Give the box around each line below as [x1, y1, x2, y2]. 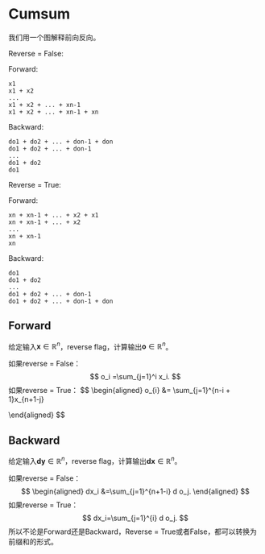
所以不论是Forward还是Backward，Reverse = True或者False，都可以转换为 [8, 527, 258, 536]
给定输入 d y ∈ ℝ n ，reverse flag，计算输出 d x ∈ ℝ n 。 [8, 455, 182, 465]
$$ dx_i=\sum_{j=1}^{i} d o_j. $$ [81, 513, 189, 523]
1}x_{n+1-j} [8, 395, 44, 404]
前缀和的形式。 [8, 536, 58, 546]
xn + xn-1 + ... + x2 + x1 [8, 211, 99, 219]
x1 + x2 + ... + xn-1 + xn [8, 108, 99, 116]
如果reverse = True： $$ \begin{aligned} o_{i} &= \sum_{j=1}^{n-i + [8, 386, 231, 395]
